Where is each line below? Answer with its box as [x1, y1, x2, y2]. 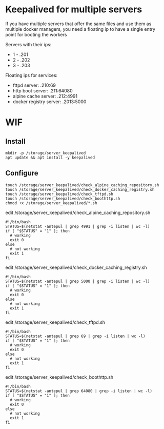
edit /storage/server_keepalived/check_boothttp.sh [5, 374, 114, 380]
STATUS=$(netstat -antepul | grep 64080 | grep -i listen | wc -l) [5, 388, 153, 394]
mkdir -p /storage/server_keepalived [5, 150, 86, 155]
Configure [5, 169, 38, 178]
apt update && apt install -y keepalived [5, 155, 95, 160]
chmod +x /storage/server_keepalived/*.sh [5, 200, 97, 206]
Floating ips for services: [5, 72, 58, 78]
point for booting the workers [5, 31, 67, 37]
